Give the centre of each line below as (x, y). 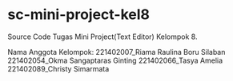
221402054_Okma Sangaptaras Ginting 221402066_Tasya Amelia (115, 60)
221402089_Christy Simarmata (58, 68)
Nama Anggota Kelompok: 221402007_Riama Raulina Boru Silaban (116, 52)
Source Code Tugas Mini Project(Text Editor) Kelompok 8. (102, 37)
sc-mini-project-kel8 (78, 15)
